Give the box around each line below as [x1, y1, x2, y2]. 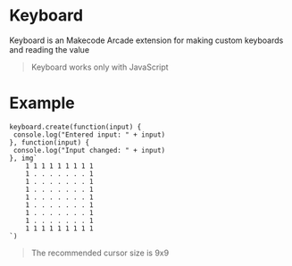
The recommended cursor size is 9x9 [30, 247, 170, 258]
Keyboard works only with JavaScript [30, 62, 169, 72]
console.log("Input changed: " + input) [13, 145, 166, 154]
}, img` [9, 154, 38, 162]
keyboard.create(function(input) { [9, 122, 142, 131]
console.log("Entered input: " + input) [13, 130, 166, 139]
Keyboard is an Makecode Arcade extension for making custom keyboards [9, 35, 284, 46]
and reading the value [9, 44, 90, 54]
